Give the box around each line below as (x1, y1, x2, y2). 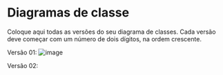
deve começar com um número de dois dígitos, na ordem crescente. (7, 34, 202, 43)
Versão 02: (7, 61, 39, 69)
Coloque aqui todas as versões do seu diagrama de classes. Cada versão (7, 28, 216, 36)
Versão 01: (7, 48, 37, 56)
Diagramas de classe (7, 5, 130, 21)
